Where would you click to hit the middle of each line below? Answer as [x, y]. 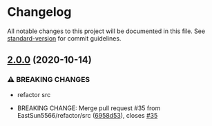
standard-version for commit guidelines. [64, 38]
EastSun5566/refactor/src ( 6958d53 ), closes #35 [87, 115]
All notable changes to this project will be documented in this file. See [106, 31]
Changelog [39, 12]
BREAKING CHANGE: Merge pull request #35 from [89, 108]
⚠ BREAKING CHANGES [49, 80]
